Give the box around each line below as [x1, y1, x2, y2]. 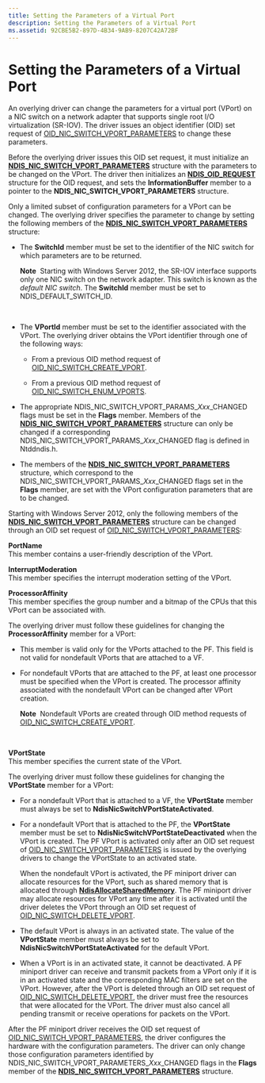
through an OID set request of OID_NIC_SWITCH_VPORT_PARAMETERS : [8, 525, 243, 536]
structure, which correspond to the [19, 468, 134, 478]
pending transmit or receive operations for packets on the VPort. [19, 1009, 231, 1019]
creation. [19, 693, 49, 703]
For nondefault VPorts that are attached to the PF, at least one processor [19, 668, 257, 678]
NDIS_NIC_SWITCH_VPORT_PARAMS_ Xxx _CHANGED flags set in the [19, 477, 244, 486]
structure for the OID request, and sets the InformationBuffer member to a [8, 178, 252, 187]
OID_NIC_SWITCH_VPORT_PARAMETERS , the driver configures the [8, 1033, 226, 1043]
